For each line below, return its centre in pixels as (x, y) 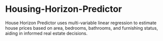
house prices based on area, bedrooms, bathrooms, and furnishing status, (82, 28)
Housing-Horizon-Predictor (64, 9)
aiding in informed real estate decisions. (46, 33)
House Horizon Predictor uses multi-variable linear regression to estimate (81, 23)
